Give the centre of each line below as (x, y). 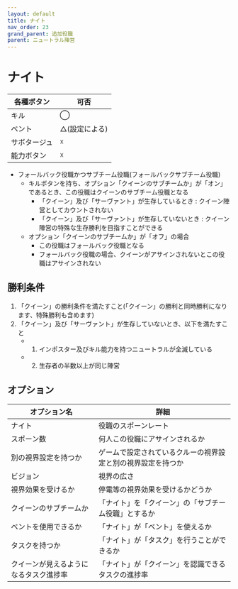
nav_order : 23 (28, 27)
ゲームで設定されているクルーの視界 (158, 452)
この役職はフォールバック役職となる (91, 246)
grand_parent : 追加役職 (40, 34)
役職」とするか (130, 513)
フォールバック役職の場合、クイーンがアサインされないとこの (129, 254)
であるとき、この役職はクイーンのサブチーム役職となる (108, 192)
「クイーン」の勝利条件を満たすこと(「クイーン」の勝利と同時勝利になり (123, 306)
